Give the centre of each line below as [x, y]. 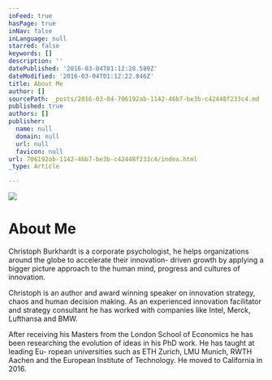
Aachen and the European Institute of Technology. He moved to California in [136, 361]
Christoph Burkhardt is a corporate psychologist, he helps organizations [129, 251]
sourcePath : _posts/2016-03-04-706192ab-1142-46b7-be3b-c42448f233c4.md [134, 99]
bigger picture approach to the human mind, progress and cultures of [125, 269]
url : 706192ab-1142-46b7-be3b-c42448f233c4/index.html [103, 159]
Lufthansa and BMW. [43, 319]
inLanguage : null [38, 38]
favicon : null [39, 152]
